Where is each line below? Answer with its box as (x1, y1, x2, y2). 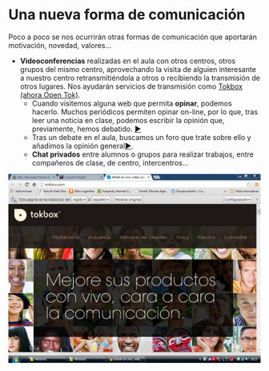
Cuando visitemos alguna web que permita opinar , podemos (31, 98, 232, 108)
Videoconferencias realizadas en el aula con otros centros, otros (19, 56, 236, 66)
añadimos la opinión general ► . (31, 141, 134, 150)
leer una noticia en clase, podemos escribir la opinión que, (31, 115, 225, 125)
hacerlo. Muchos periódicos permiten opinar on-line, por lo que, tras (31, 106, 259, 117)
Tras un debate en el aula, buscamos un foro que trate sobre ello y (31, 132, 251, 142)
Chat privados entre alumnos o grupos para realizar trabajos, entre (31, 150, 254, 159)
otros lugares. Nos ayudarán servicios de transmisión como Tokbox (19, 82, 243, 91)
